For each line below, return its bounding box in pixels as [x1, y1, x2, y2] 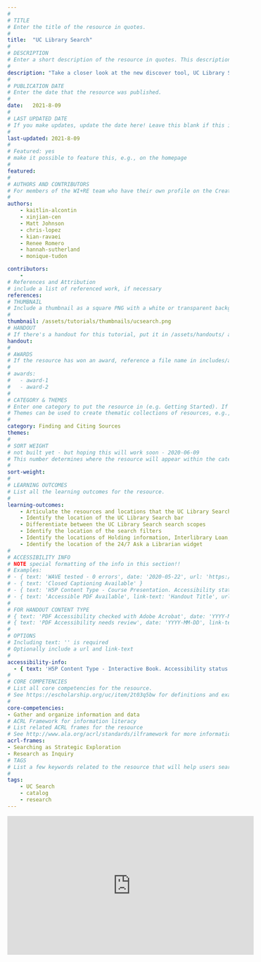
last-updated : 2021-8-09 [7, 135, 80, 142]
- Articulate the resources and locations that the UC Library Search [20, 508, 231, 515]
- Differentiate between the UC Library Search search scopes [20, 521, 206, 529]
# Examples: [7, 567, 42, 574]
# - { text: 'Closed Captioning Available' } [7, 580, 143, 587]
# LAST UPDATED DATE [7, 115, 68, 122]
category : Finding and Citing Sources [7, 423, 121, 430]
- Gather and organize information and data [7, 711, 140, 718]
